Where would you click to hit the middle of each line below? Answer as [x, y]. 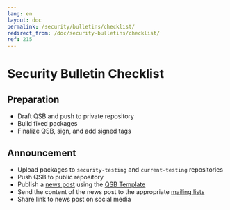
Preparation [33, 99]
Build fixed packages [47, 124]
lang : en [20, 14]
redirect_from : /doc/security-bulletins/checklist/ [83, 33]
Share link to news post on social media [74, 199]
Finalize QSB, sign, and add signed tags [74, 131]
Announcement [42, 153]
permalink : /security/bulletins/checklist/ [71, 26]
